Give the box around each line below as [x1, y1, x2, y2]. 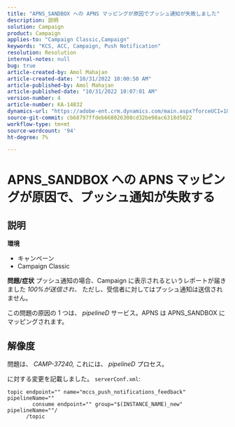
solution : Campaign [7, 23, 64, 30]
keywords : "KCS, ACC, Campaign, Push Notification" [7, 43, 161, 50]
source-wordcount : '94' [7, 127, 77, 134]
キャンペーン [17, 254, 55, 263]
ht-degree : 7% [7, 133, 49, 140]
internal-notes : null [7, 56, 71, 63]
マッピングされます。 [7, 317, 69, 326]
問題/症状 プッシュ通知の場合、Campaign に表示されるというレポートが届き [7, 277, 227, 285]
